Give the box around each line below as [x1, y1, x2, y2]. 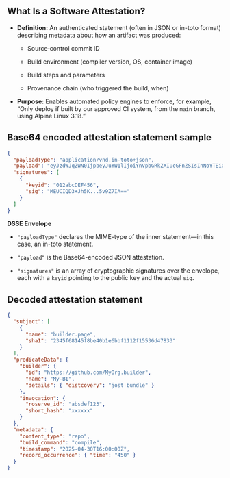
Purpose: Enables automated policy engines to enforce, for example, [16, 97, 212, 105]
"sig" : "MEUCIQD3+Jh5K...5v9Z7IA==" [25, 188, 130, 194]
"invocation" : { [19, 394, 66, 401]
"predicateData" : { [13, 356, 69, 364]
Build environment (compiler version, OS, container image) [27, 58, 193, 66]
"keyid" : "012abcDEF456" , [25, 181, 99, 188]
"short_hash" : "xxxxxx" [25, 407, 94, 414]
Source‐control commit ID [27, 44, 101, 52]
